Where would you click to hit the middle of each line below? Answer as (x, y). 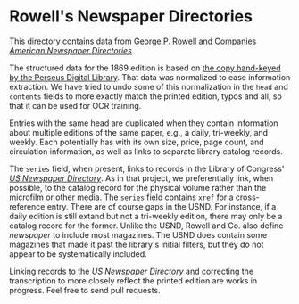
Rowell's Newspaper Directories (131, 16)
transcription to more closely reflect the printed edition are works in (133, 280)
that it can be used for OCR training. (75, 105)
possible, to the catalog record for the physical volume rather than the (138, 187)
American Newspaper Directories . (72, 50)
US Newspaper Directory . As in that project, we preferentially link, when (141, 178)
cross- (248, 197)
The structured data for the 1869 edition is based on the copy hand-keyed (145, 68)
